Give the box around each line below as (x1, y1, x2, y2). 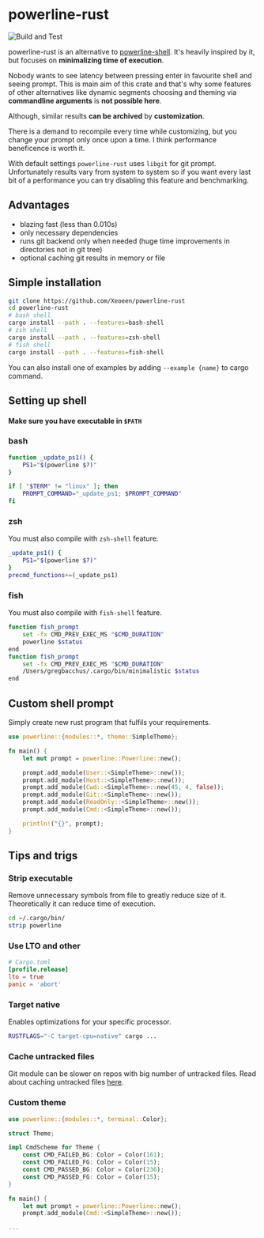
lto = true (8, 973, 44, 981)
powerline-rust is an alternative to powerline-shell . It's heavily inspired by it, (8, 47, 255, 56)
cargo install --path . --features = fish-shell (8, 348, 164, 357)
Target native (8, 998, 61, 1010)
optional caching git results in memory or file (19, 253, 166, 262)
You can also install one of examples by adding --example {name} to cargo (8, 362, 249, 372)
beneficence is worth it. (8, 143, 85, 153)
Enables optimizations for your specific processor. (8, 1017, 172, 1027)
